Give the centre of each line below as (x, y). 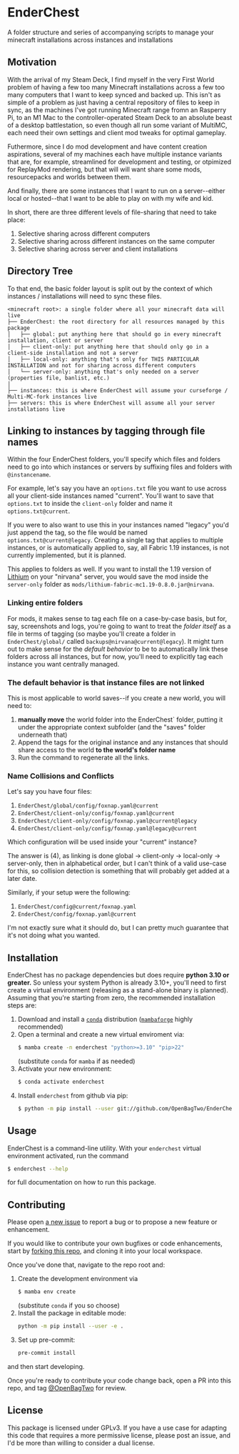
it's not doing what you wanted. (54, 935)
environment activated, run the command (68, 1155)
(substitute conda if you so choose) (68, 1305)
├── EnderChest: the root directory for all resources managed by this (116, 322)
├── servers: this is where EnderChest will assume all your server (111, 403)
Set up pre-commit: (46, 1340)
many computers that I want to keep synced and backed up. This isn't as (114, 94)
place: (17, 219)
